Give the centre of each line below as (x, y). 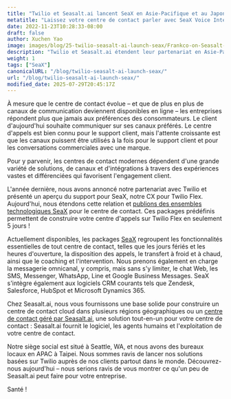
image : (16, 46)
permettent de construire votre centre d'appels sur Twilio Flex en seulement (114, 219)
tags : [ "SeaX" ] (29, 65)
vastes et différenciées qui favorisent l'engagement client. (89, 176)
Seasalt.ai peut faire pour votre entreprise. (67, 376)
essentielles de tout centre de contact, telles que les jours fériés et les (106, 246)
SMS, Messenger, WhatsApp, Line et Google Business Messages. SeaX (108, 276)
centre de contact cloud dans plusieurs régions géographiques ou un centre (115, 311)
